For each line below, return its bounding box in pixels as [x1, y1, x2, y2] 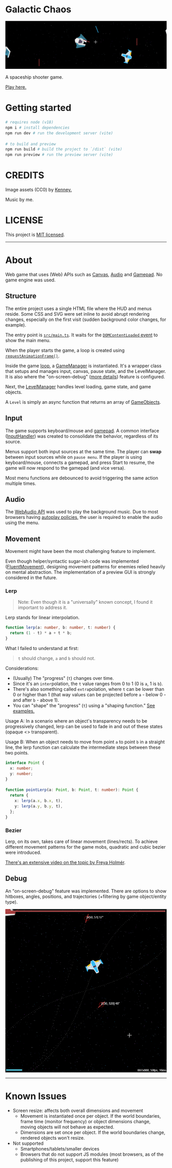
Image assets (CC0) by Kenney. [5, 187, 72, 193]
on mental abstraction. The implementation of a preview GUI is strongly [5, 569, 156, 576]
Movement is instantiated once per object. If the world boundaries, [20, 1112, 161, 1119]
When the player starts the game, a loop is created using [5, 347, 125, 353]
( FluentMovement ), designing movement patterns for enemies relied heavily [5, 564, 165, 570]
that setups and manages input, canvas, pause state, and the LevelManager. [5, 368, 166, 374]
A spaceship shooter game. [5, 74, 63, 80]
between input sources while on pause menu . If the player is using [5, 454, 142, 460]
